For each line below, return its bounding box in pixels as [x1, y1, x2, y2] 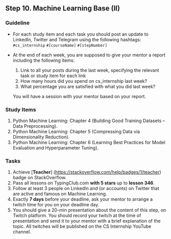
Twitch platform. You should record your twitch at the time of [12, 212, 141, 219]
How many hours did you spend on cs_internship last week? [20, 78, 147, 84]
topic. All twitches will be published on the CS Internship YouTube [12, 223, 152, 229]
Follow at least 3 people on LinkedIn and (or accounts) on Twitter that [12, 185, 160, 192]
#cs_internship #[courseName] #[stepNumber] [12, 43, 108, 48]
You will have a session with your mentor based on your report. [12, 93, 146, 99]
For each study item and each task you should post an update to [12, 31, 148, 37]
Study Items [5, 106, 36, 113]
